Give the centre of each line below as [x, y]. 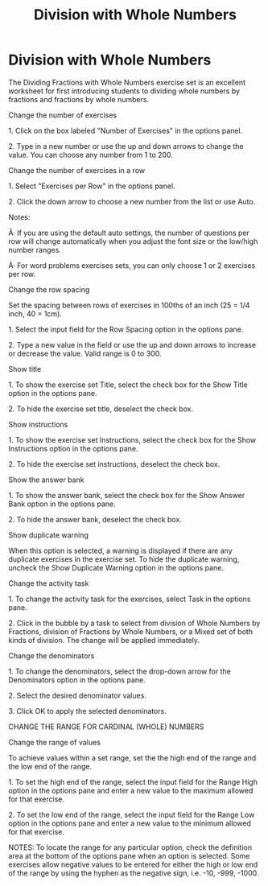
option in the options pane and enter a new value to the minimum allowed [130, 823]
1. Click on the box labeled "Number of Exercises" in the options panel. [126, 130]
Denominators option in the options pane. [77, 680]
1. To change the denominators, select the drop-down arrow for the [120, 671]
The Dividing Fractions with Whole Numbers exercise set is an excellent [127, 82]
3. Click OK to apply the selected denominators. [87, 711]
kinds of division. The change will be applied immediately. [104, 640]
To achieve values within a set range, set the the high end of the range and [132, 757]
